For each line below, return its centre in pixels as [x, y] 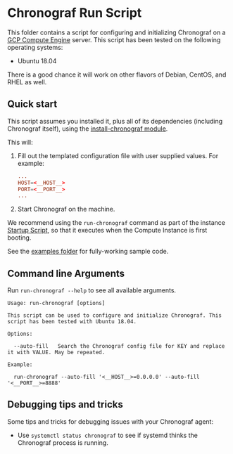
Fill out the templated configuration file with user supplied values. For [118, 155]
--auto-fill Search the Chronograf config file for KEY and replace [119, 346]
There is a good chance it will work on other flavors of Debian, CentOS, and [117, 74]
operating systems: [35, 47]
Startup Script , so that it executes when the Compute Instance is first [107, 231]
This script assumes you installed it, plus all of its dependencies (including [115, 121]
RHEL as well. [27, 82]
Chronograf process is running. [63, 442]
